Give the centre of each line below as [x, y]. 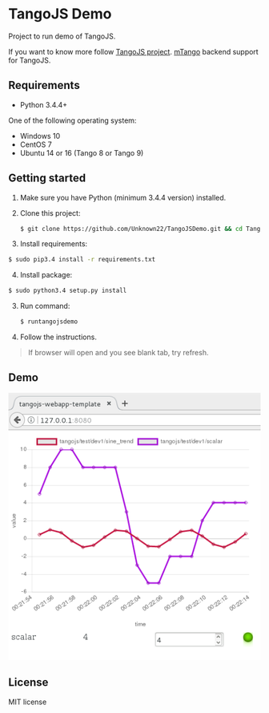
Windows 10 [40, 136]
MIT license [28, 702]
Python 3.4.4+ [44, 104]
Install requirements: [54, 244]
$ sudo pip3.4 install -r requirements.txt [82, 260]
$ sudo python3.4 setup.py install [68, 291]
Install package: [46, 275]
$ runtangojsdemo [49, 322]
